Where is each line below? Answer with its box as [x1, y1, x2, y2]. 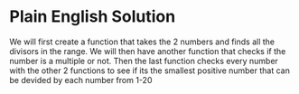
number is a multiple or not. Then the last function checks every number [9, 55, 278, 66]
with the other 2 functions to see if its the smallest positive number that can [9, 65, 291, 76]
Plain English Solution [9, 6, 176, 27]
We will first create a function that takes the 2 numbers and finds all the [9, 36, 276, 47]
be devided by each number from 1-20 [9, 74, 153, 85]
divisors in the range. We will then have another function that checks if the [9, 45, 286, 56]
